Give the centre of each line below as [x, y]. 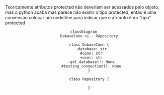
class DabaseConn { [89, 45]
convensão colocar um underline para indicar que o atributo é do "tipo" [78, 17]
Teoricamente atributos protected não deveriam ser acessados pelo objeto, [82, 7]
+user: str [91, 58]
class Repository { [89, 79]
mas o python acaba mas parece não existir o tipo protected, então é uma [81, 12]
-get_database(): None [91, 62]
